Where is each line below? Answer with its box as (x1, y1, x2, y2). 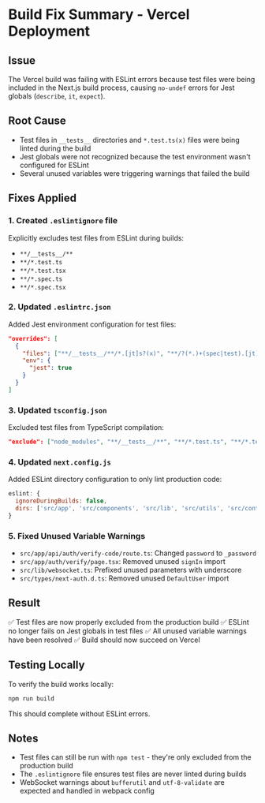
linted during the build (19, 144, 91, 153)
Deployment (8, 22, 91, 40)
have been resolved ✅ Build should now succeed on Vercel (8, 635, 200, 644)
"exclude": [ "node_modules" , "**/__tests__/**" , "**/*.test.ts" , (8, 438, 227, 446)
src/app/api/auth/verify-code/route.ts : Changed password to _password (19, 548, 256, 558)
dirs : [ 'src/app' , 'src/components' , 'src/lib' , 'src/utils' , (15, 505, 224, 513)
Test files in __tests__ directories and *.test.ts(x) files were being (19, 135, 240, 144)
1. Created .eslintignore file (8, 215, 118, 226)
